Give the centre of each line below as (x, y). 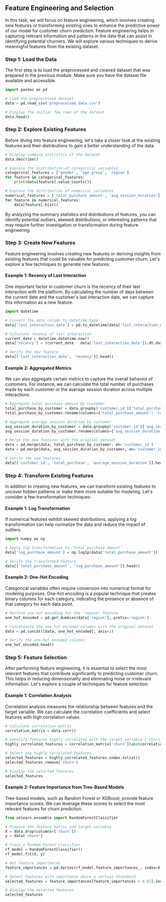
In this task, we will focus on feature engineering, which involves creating (80, 20)
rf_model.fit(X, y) (25, 854)
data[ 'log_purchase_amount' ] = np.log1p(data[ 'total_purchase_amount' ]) (82, 553)
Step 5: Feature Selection (36, 658)
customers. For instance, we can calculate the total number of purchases (80, 384)
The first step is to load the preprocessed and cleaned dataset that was (78, 70)
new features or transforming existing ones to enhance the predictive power (83, 25)
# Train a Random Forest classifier (43, 845)
